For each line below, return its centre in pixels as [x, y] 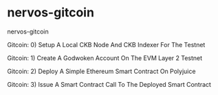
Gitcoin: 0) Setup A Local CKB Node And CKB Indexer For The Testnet [106, 44]
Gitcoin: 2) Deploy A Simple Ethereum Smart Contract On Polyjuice [101, 71]
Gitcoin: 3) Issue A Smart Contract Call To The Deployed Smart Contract [109, 84]
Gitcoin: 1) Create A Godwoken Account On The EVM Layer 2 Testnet [105, 58]
